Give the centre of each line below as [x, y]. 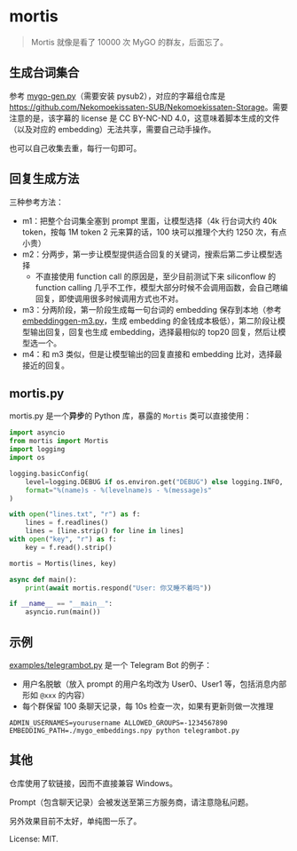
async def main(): [43, 579]
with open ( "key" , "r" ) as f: [63, 539]
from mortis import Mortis [59, 441]
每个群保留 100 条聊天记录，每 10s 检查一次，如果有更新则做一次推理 [148, 706]
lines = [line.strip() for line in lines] [105, 531]
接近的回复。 [45, 365]
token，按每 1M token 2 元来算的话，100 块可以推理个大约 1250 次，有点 [154, 232]
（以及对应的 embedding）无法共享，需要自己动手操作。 [113, 129]
